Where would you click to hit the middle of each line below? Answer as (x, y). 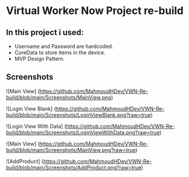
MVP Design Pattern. (40, 59)
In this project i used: (45, 32)
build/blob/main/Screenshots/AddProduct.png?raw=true (74, 167)
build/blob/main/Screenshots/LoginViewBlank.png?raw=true (78, 114)
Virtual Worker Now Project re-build (95, 11)
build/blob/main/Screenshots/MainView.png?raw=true (71, 150)
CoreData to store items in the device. (60, 53)
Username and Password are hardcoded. (64, 46)
